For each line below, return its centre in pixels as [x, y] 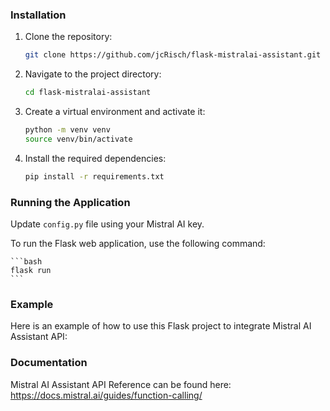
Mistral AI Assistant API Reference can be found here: [121, 384]
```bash [26, 261]
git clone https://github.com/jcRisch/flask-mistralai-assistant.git [173, 55]
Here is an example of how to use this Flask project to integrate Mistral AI [161, 326]
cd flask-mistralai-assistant [88, 93]
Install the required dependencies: [95, 158]
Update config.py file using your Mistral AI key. [107, 224]
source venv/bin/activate [78, 139]
